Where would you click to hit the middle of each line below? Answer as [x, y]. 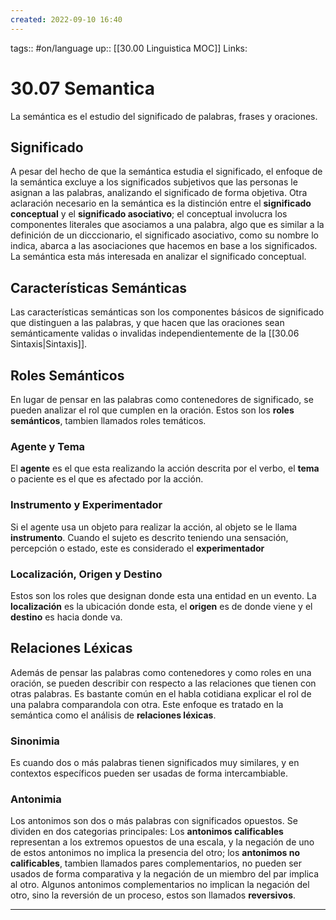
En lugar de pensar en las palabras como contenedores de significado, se [162, 399]
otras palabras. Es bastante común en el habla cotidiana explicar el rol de [161, 693]
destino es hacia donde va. [66, 617]
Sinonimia [35, 741]
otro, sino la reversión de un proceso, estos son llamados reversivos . [153, 895]
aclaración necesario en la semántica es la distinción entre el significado [161, 203]
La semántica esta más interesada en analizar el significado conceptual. [158, 257]
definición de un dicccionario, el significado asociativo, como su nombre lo [164, 235]
